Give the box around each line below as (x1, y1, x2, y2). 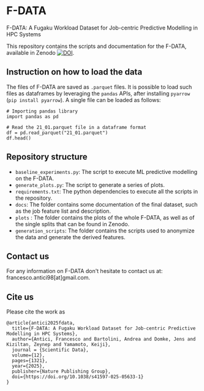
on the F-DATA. (15, 175, 54, 182)
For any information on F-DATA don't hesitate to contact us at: (6, 267, 163, 275)
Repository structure (6, 152, 88, 162)
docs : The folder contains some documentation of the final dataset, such (15, 200, 198, 208)
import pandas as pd (6, 113, 59, 120)
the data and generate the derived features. (15, 233, 126, 240)
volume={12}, (12, 352, 45, 358)
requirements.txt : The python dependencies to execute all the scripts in (15, 188, 198, 195)
